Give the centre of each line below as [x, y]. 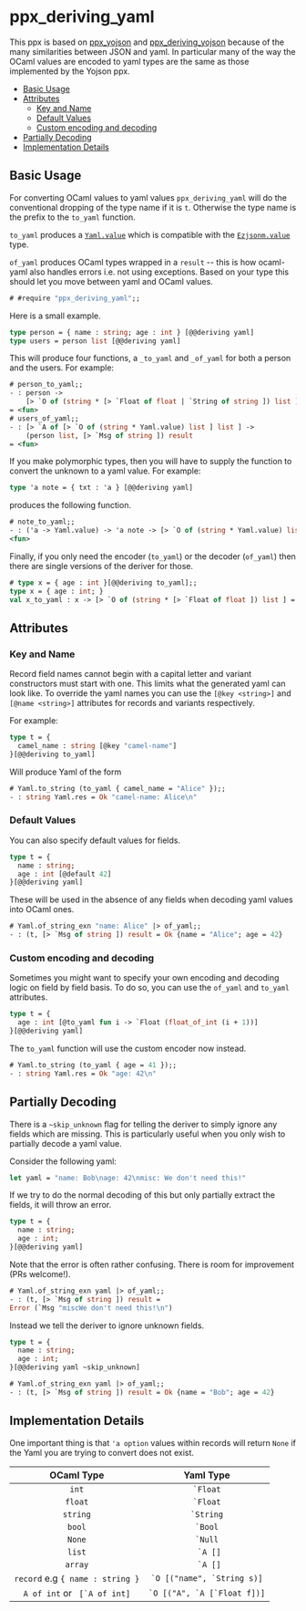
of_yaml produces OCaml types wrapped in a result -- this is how [133, 262]
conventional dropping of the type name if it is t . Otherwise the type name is [153, 207]
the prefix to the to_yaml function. [73, 217]
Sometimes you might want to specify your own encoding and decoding [144, 978]
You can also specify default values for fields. [95, 840]
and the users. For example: [62, 368]
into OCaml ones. [42, 909]
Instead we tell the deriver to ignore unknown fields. [107, 1325]
